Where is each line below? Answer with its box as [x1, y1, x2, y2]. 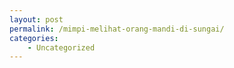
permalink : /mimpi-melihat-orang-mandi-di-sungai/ [9, 24, 225, 34]
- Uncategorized [27, 42, 96, 53]
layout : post [9, 14, 64, 25]
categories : [9, 33, 59, 43]
